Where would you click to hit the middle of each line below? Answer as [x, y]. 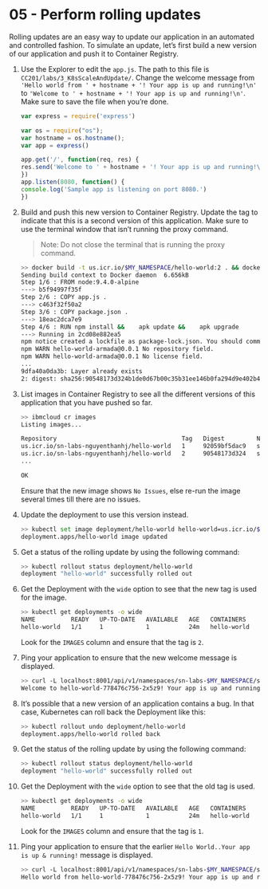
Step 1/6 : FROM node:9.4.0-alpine [80, 282]
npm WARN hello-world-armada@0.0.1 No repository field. [117, 349]
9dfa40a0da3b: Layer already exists [81, 371]
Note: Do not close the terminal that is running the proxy [133, 244]
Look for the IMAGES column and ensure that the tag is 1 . [112, 831]
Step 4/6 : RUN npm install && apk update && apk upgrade [130, 327]
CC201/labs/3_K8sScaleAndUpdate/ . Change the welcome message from [138, 77]
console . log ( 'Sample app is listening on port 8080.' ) [114, 189]
